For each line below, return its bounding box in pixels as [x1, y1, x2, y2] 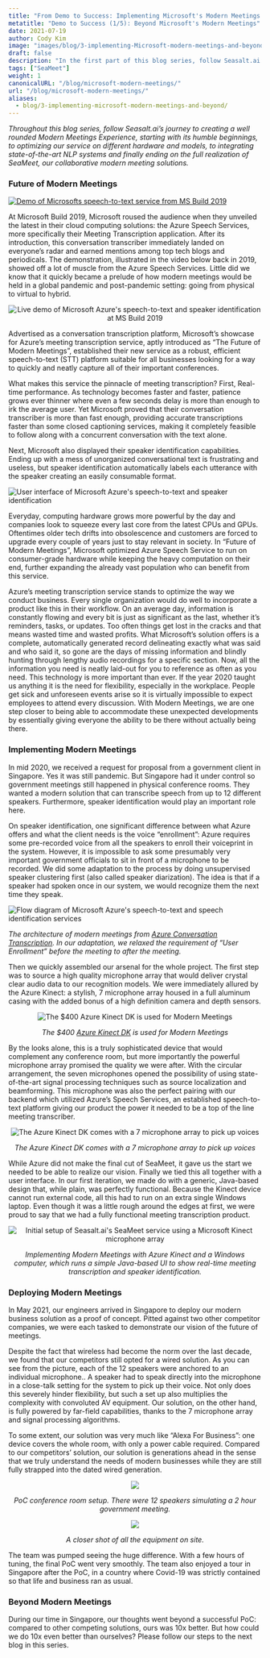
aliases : [8, 94, 38, 102]
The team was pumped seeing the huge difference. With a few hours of [8, 1551, 245, 1560]
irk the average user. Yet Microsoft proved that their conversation [8, 405, 224, 414]
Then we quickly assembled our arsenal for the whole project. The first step [8, 962, 260, 971]
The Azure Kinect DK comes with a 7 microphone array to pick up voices [14, 1142, 256, 1153]
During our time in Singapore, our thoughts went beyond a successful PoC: [8, 1614, 257, 1624]
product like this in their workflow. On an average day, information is [8, 604, 234, 613]
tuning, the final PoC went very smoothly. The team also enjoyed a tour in [8, 1559, 252, 1569]
